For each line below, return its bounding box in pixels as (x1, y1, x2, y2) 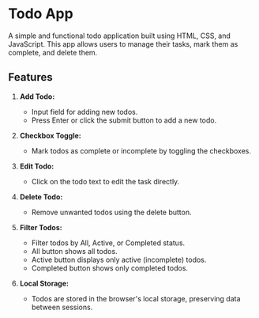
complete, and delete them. (8, 47, 98, 57)
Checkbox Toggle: (19, 131, 81, 140)
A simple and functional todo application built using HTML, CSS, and (8, 31, 231, 40)
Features (8, 70, 53, 84)
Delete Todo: (19, 191, 63, 202)
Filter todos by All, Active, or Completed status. (31, 238, 186, 248)
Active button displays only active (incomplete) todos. (31, 255, 207, 264)
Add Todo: (19, 92, 55, 101)
